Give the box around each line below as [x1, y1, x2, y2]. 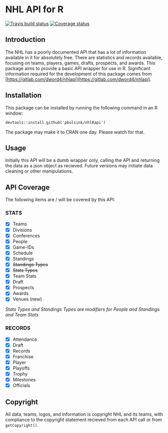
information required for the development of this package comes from [5, 71, 152, 77]
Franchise [12, 353, 34, 359]
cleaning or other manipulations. [5, 168, 73, 175]
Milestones [12, 377, 36, 383]
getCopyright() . [5, 422, 39, 428]
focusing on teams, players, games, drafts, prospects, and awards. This [5, 60, 156, 66]
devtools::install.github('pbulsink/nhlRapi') [5, 120, 106, 125]
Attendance [12, 336, 37, 342]
